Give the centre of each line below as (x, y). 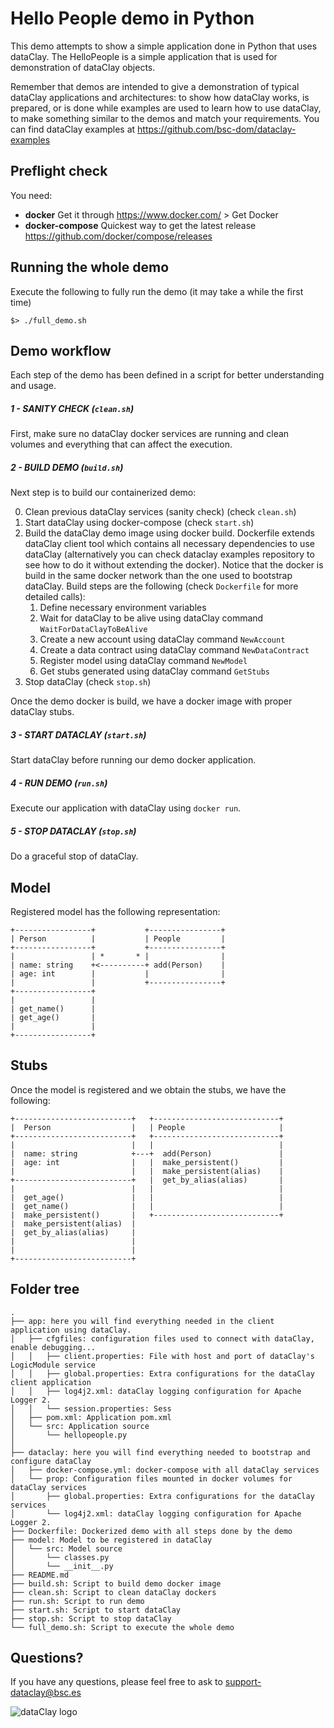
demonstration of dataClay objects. (83, 67)
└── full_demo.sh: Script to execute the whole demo (122, 1627)
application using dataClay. (71, 1330)
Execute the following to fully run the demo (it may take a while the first (157, 291)
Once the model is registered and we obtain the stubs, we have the (148, 1089)
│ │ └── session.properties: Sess (91, 1408)
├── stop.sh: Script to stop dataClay (91, 1618)
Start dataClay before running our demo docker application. (133, 760)
